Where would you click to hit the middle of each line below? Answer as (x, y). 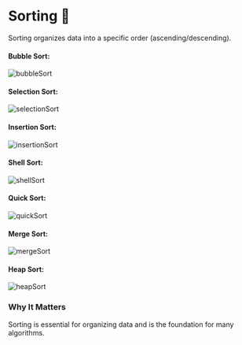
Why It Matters (37, 307)
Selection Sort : (33, 91)
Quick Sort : (27, 198)
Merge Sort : (28, 234)
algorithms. (26, 332)
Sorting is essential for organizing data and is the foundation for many (121, 324)
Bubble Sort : (29, 56)
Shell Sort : (26, 163)
